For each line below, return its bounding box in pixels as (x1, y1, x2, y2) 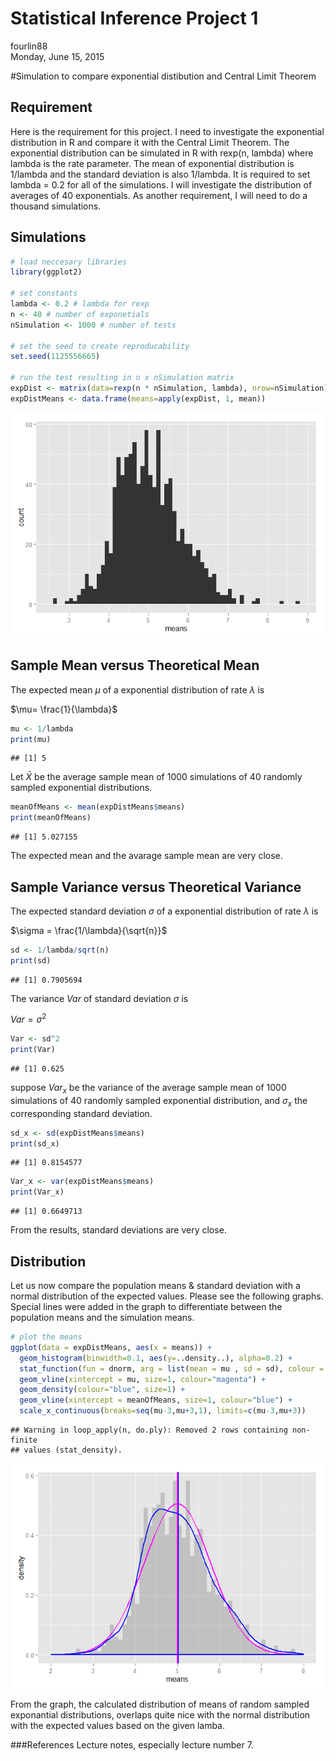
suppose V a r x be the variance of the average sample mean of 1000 (10, 1082, 287, 1096)
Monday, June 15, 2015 (10, 50, 105, 62)
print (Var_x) (10, 1187, 65, 1197)
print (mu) (10, 734, 52, 744)
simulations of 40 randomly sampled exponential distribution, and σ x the (10, 1094, 308, 1109)
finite (10, 1435, 38, 1445)
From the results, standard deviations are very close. (10, 1224, 227, 1236)
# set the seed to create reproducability (10, 341, 190, 351)
